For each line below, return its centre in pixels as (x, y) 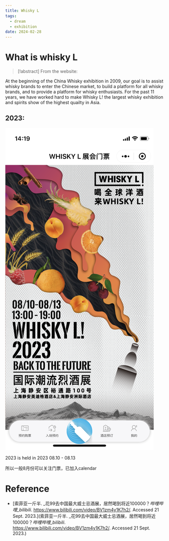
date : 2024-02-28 (23, 32)
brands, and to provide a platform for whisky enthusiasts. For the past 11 (80, 92)
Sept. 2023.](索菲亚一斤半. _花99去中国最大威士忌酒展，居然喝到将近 (84, 516)
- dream (18, 21)
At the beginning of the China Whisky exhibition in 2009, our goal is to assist (84, 81)
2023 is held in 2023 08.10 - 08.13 (40, 457)
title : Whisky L (22, 11)
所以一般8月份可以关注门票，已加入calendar (51, 468)
